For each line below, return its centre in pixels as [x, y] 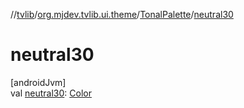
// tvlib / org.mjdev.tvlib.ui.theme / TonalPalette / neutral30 [122, 14]
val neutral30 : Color [51, 93]
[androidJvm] [38, 82]
